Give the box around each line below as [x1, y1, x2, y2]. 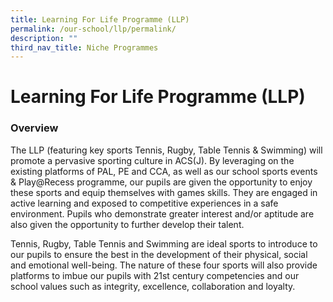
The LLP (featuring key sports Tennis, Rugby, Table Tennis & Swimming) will [10, 144, 323, 156]
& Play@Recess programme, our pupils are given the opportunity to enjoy [10, 176, 313, 188]
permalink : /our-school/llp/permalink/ [10, 24, 177, 34]
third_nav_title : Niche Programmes [10, 42, 159, 53]
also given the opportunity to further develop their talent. [10, 218, 245, 230]
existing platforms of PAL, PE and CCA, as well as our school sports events [10, 165, 318, 177]
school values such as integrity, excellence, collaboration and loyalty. [10, 280, 296, 292]
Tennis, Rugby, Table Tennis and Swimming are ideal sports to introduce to [10, 237, 318, 250]
